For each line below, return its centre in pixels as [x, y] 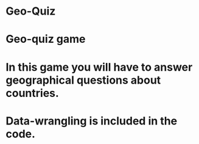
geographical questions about [83, 80]
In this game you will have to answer [99, 67]
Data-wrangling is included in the [92, 121]
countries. [32, 93]
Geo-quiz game [46, 39]
